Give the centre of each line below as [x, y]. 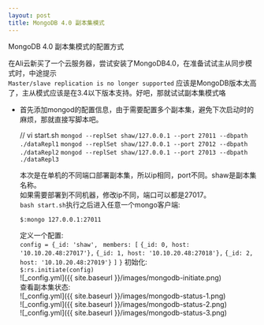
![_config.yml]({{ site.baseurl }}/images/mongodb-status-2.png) [123, 304]
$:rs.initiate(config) [57, 270]
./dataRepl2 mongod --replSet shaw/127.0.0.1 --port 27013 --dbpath [134, 152]
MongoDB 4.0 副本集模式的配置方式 [66, 46]
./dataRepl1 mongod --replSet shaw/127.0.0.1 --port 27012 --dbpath [134, 144]
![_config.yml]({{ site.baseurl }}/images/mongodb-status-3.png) [123, 312]
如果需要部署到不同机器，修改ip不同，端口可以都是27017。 [115, 195]
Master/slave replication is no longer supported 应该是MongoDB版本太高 [132, 83]
